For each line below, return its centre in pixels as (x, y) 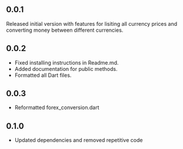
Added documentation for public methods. (66, 69)
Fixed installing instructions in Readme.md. (66, 62)
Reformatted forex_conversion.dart (57, 107)
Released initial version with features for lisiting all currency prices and (92, 23)
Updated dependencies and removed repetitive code (79, 140)
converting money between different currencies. (65, 30)
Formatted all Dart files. (43, 75)
